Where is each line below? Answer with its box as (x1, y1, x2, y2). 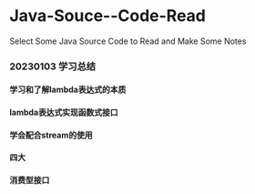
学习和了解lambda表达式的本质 (9, 84, 127, 96)
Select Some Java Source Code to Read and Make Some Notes (9, 36, 247, 46)
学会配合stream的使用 (9, 129, 93, 140)
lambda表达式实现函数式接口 (9, 107, 118, 118)
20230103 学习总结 (9, 60, 97, 73)
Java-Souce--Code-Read (9, 5, 207, 26)
